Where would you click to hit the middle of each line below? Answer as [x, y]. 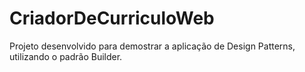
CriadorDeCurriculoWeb [112, 18]
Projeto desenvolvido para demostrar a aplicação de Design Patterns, [152, 46]
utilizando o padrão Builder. [66, 56]
